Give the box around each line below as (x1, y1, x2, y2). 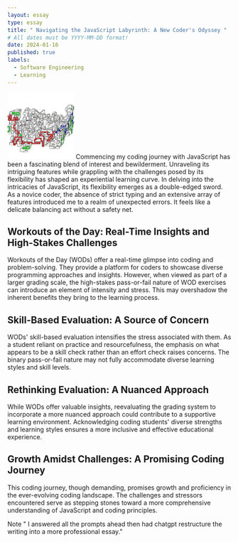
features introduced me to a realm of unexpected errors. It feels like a (7, 198, 211, 206)
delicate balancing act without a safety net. (7, 205, 134, 213)
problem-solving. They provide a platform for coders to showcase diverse (7, 263, 224, 271)
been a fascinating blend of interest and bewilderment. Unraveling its (7, 160, 210, 168)
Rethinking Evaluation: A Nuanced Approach (7, 384, 210, 396)
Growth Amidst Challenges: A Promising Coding (7, 453, 225, 466)
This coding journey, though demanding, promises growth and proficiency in (7, 483, 232, 492)
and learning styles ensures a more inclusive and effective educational (7, 425, 215, 434)
